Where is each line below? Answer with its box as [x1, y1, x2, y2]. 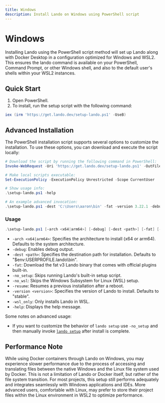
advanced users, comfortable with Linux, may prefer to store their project [5, 387, 154, 393]
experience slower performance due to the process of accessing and [5, 361, 145, 367]
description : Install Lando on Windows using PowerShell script [5, 12, 139, 17]
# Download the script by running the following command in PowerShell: [5, 159, 157, 164]
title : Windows [5, 7, 36, 12]
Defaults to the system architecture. [12, 241, 85, 247]
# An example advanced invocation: [5, 200, 78, 204]
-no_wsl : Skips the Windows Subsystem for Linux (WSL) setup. [12, 278, 139, 284]
